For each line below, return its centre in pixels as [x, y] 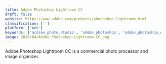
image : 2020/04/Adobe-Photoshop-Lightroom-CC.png [57, 37]
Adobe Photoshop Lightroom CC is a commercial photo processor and [77, 51]
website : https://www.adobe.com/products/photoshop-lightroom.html [76, 19]
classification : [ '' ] [27, 23]
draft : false [19, 14]
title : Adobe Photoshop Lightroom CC [44, 10]
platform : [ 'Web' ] [24, 28]
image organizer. [22, 56]
